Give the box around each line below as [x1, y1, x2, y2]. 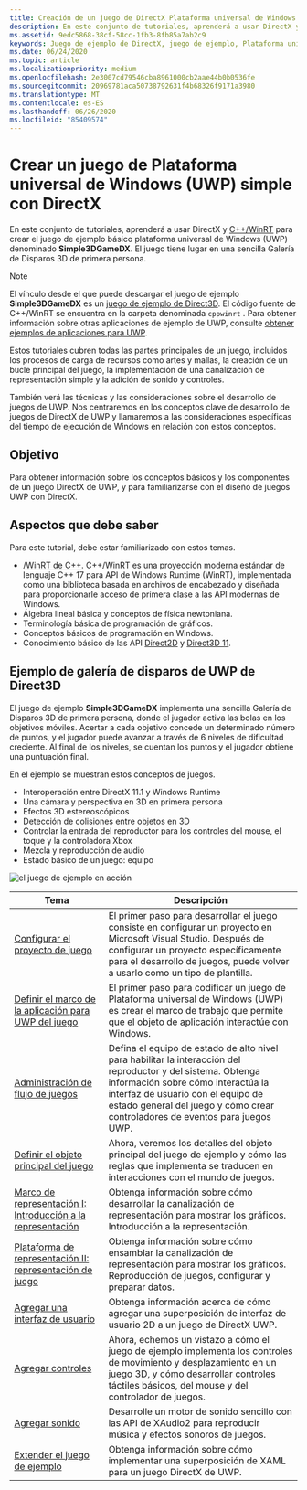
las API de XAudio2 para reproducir [108, 1416, 260, 1429]
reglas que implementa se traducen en [108, 1159, 274, 1172]
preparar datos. [108, 1281, 175, 1293]
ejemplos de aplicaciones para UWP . [9, 327, 148, 338]
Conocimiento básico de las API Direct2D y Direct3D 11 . [22, 637, 231, 648]
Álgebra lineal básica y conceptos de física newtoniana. [22, 608, 233, 619]
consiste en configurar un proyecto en [108, 921, 272, 933]
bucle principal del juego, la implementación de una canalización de [9, 365, 265, 376]
